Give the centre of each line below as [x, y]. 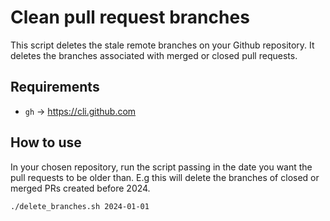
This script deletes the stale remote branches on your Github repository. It [162, 45]
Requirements [55, 87]
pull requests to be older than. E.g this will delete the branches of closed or [165, 177]
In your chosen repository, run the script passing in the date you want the [161, 167]
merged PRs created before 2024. [80, 188]
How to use [46, 142]
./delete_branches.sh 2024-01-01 [80, 206]
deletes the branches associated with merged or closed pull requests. [154, 55]
